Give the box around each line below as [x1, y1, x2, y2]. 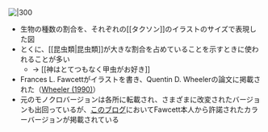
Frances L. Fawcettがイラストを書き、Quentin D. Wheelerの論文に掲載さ [19, 75, 261, 84]
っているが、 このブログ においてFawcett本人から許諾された [48, 105, 245, 114]
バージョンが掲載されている [27, 115, 119, 124]
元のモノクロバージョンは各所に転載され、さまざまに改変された [19, 95, 232, 104]
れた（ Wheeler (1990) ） [19, 85, 101, 94]
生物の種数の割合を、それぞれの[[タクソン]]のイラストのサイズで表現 [19, 24, 250, 34]
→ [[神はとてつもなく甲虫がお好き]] [31, 64, 151, 74]
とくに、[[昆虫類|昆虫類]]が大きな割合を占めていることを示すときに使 [19, 44, 253, 54]
